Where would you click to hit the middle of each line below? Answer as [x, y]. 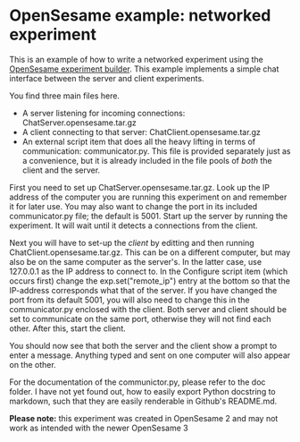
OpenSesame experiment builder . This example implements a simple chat [144, 69]
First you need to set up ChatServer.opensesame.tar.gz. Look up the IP [140, 187]
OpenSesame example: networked [140, 16]
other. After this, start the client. [68, 328]
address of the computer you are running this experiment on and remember [148, 197]
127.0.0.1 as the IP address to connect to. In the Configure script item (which [149, 271]
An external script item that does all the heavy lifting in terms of [139, 141]
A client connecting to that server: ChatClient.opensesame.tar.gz [141, 132]
